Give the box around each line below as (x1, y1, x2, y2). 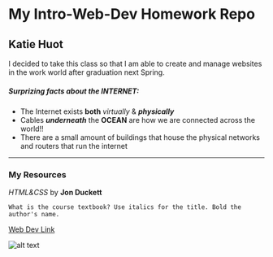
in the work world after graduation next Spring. (8, 68, 165, 77)
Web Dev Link (8, 224, 55, 234)
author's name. (8, 211, 60, 219)
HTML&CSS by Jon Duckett (8, 188, 102, 198)
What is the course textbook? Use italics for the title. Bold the (8, 203, 242, 211)
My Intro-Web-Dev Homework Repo (8, 5, 256, 24)
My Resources (8, 168, 67, 180)
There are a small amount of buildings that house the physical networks (19, 132, 260, 142)
